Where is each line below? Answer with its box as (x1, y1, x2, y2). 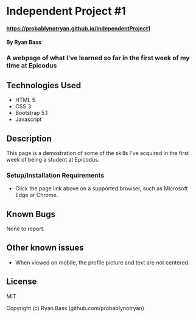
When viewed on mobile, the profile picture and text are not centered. (15, 258, 190, 266)
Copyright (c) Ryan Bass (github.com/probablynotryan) (6, 304, 145, 311)
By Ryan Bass (6, 38, 41, 46)
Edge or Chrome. (15, 192, 58, 199)
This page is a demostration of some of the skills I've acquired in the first (6, 149, 189, 156)
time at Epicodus (6, 61, 57, 70)
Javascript (15, 116, 42, 123)
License (6, 277, 37, 287)
